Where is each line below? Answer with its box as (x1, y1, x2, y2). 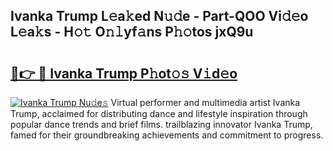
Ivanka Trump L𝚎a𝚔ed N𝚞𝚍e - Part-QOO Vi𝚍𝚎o (10, 8, 309, 25)
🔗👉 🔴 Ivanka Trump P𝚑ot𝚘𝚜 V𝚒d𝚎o (10, 65, 238, 82)
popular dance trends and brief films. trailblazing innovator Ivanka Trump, (10, 119, 313, 130)
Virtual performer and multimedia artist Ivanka (110, 97, 301, 108)
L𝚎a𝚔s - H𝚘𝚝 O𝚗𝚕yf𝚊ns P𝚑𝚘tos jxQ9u (10, 24, 254, 41)
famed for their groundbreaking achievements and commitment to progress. (10, 129, 324, 141)
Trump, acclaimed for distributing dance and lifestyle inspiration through (10, 108, 308, 119)
